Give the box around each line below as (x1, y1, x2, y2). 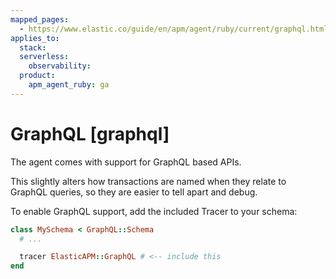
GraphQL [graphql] (10, 122, 170, 145)
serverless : (19, 52, 70, 62)
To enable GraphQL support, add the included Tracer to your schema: (10, 205, 298, 217)
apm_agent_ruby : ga (28, 80, 110, 90)
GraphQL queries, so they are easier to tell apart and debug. (10, 186, 258, 198)
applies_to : (10, 33, 60, 43)
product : (19, 71, 56, 81)
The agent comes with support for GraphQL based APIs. (10, 156, 242, 168)
